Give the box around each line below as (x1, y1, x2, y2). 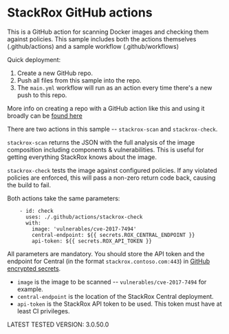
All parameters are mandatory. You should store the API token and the (7, 249, 205, 258)
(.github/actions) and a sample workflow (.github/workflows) (7, 42, 179, 50)
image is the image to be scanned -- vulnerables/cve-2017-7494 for (17, 278, 207, 286)
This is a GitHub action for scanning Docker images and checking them (7, 28, 209, 36)
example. (17, 284, 43, 293)
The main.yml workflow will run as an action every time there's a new (17, 83, 212, 92)
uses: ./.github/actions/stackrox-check (25, 213, 143, 220)
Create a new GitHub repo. (17, 69, 93, 77)
